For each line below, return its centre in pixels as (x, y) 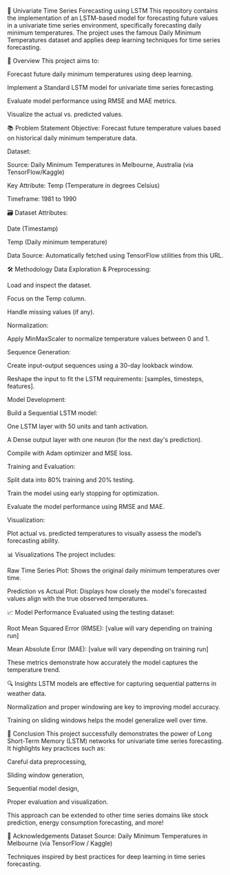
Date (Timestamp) (33, 229)
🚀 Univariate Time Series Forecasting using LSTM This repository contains (113, 11)
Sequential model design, (43, 788)
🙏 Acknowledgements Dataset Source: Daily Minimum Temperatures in (107, 836)
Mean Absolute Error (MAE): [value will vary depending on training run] (108, 649)
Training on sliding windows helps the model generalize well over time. (107, 720)
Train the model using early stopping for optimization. (83, 493)
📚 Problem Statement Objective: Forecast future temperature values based (114, 128)
